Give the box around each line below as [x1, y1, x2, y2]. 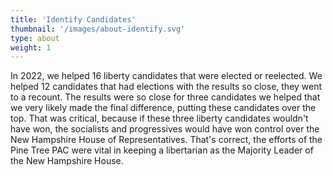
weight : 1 [10, 42, 52, 53]
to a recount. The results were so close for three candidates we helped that [10, 91, 321, 103]
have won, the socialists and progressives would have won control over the [10, 123, 320, 135]
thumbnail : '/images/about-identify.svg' [10, 24, 186, 34]
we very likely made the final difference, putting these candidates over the [10, 102, 317, 114]
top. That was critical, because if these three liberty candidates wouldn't [10, 112, 309, 125]
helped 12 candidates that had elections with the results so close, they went [10, 81, 323, 93]
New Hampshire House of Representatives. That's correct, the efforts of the [10, 134, 323, 146]
